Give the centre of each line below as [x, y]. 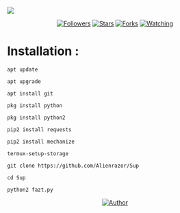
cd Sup [16, 178]
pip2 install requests [39, 130]
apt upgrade [24, 81]
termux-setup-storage [38, 154]
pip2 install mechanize [41, 142]
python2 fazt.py [30, 190]
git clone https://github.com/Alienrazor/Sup [73, 166]
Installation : [43, 51]
